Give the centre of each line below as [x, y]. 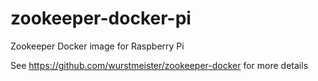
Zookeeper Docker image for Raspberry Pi [97, 46]
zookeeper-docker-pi [101, 18]
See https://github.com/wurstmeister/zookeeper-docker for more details [159, 65]
